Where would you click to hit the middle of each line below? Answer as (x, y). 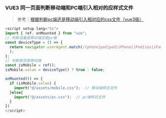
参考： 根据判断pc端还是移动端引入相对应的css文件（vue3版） (81, 19)
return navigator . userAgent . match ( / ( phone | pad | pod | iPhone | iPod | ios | (82, 47)
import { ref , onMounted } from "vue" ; (46, 33)
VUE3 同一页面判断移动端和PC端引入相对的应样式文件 (69, 7)
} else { (16, 92)
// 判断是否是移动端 (23, 61)
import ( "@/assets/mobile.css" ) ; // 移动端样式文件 (66, 88)
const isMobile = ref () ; (31, 65)
